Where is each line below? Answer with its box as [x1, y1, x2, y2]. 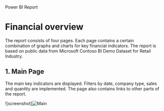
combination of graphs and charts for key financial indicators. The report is [5, 43, 157, 49]
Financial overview [5, 22, 84, 32]
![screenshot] [5, 100, 32, 106]
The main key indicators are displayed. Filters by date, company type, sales [5, 81, 157, 86]
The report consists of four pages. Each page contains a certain [5, 37, 134, 43]
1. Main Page [5, 67, 45, 76]
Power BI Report [5, 4, 38, 10]
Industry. [5, 53, 23, 59]
